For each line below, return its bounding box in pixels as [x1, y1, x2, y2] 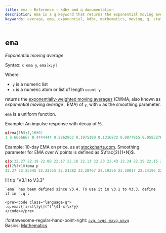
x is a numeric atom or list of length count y [12, 86, 101, 92]
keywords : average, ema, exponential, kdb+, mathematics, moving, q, [5, 16, 152, 21]
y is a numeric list [12, 81, 48, 87]
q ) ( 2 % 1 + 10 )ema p [5, 163, 39, 168]
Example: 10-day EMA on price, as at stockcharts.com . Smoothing [5, 144, 140, 150]
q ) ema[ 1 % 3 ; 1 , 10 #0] [5, 130, 43, 136]
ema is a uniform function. [5, 111, 57, 117]
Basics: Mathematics [5, 222, 48, 229]
